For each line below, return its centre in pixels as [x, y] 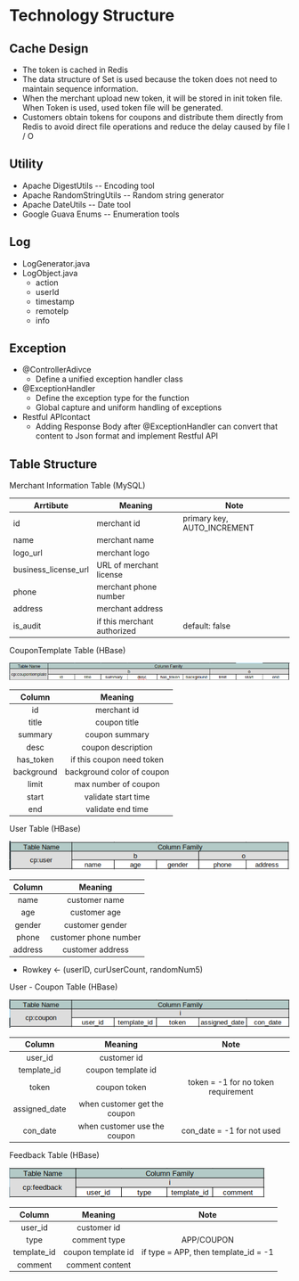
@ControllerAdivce [57, 370]
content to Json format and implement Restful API [127, 436]
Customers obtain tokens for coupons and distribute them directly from [153, 117]
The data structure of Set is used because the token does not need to [149, 79]
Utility [26, 164]
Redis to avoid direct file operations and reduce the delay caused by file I [156, 127]
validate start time [117, 797]
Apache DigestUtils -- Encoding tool [88, 185]
